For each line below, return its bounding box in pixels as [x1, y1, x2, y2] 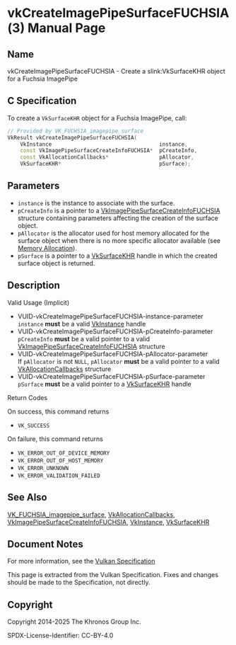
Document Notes [7, 538, 83, 550]
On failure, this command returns [7, 434, 104, 443]
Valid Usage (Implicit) [7, 298, 70, 307]
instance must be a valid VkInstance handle [17, 319, 146, 328]
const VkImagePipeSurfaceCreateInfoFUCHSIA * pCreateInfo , [20, 147, 198, 154]
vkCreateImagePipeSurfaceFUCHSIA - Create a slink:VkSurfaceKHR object [7, 67, 226, 75]
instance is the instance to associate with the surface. [17, 198, 175, 207]
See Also [7, 491, 47, 503]
